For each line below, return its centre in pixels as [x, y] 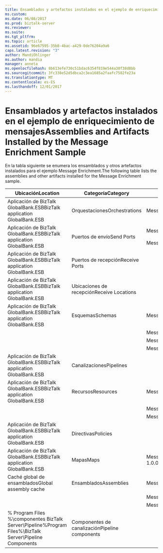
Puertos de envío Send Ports [104, 237]
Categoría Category [107, 193]
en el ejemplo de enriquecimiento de [80, 121]
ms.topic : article [24, 41]
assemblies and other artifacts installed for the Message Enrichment [73, 176]
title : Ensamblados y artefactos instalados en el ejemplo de [69, 10]
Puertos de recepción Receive [105, 260]
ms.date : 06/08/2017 [26, 19]
